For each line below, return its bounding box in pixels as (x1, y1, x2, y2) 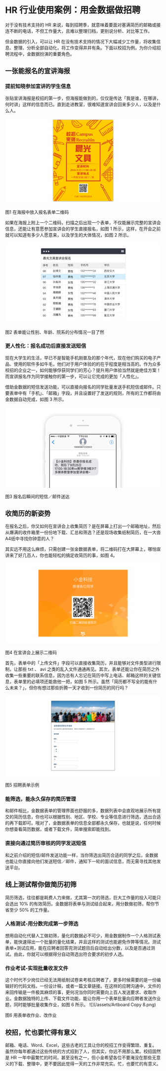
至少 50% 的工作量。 (9, 907, 52, 913)
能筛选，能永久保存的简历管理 (5, 796, 77, 803)
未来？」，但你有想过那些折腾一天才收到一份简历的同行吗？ (9, 685, 128, 691)
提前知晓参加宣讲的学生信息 (5, 83, 71, 90)
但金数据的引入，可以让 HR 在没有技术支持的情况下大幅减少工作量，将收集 (5, 38, 157, 45)
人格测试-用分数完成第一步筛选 (5, 920, 79, 927)
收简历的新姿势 (5, 510, 51, 518)
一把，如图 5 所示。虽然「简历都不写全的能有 (61, 679, 153, 685)
